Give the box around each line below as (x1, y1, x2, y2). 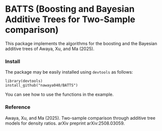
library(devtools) (5, 79, 43, 84)
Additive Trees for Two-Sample (5, 14, 135, 25)
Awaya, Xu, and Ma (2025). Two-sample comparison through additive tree (5, 115, 156, 121)
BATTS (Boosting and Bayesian (5, 3, 135, 15)
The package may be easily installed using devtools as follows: (5, 69, 133, 75)
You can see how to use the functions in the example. (5, 92, 114, 98)
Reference (5, 104, 31, 111)
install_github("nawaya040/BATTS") (5, 83, 78, 88)
